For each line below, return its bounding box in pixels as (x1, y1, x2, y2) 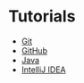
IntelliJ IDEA (21, 64, 66, 75)
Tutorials (8, 6, 76, 27)
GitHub (21, 45, 48, 55)
